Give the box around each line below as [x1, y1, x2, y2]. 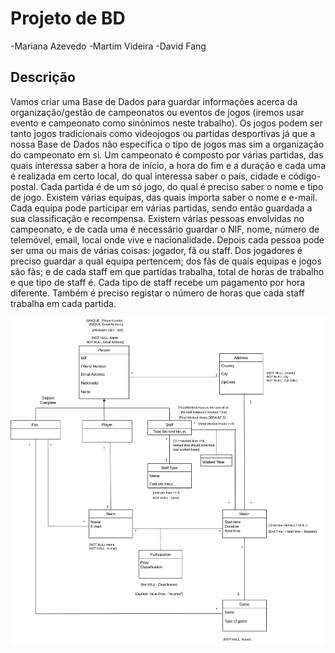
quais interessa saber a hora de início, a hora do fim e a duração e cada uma [10, 159, 326, 171]
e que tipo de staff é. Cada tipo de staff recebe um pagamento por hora [10, 276, 306, 288]
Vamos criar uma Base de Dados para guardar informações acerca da [10, 95, 298, 107]
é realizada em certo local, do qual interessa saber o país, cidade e [10, 170, 287, 182]
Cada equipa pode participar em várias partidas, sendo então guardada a [10, 202, 313, 214]
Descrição [10, 69, 76, 86]
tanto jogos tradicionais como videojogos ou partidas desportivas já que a [10, 127, 316, 139]
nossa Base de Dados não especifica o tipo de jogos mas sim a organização [10, 138, 325, 150]
